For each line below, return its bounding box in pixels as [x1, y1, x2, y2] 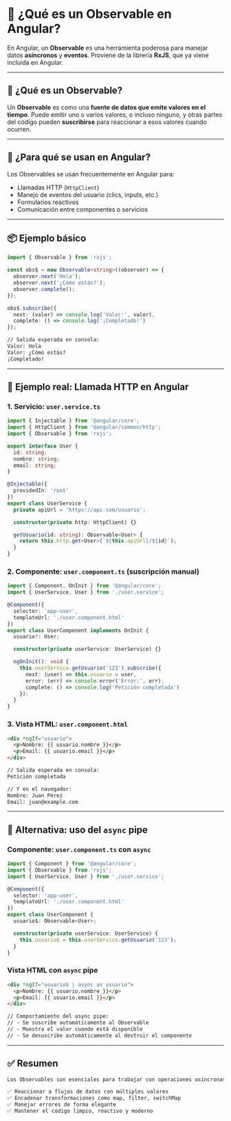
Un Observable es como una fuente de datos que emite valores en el [7, 103, 206, 111]
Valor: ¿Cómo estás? [7, 349, 67, 356]
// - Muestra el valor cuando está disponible [7, 1026, 143, 1033]
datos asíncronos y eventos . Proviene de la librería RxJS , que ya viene [7, 51, 209, 59]
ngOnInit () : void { [13, 658, 69, 665]
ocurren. [7, 125, 32, 133]
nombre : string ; [13, 455, 60, 463]
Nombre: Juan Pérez [7, 792, 63, 799]
